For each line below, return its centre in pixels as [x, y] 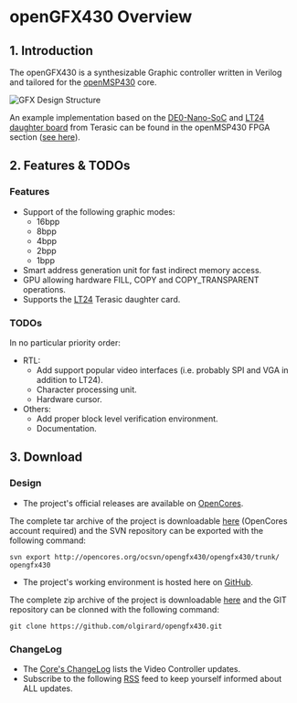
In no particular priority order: [65, 342]
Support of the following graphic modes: [99, 211]
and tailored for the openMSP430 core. [83, 82]
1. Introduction [51, 51]
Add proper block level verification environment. [127, 419]
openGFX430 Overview [101, 17]
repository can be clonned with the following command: [114, 609]
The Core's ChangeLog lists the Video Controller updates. [131, 668]
